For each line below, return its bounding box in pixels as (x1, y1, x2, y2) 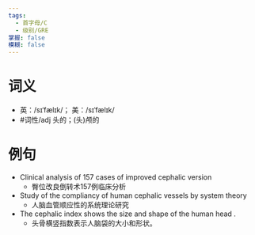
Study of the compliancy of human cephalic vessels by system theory (19, 191, 247, 200)
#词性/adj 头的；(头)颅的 (19, 116, 100, 125)
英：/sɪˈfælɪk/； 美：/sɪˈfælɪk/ (19, 105, 115, 115)
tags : (8, 11, 26, 20)
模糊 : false (8, 41, 45, 49)
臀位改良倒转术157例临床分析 (31, 182, 127, 191)
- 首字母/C (15, 19, 48, 27)
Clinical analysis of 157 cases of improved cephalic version (19, 172, 212, 182)
